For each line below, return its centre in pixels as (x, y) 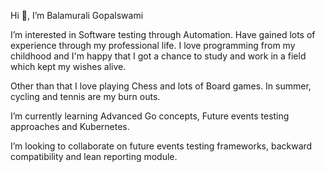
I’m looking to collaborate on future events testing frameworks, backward (161, 146)
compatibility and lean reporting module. (94, 156)
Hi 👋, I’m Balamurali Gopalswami (77, 15)
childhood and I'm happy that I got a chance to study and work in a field (158, 56)
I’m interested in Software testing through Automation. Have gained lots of (163, 34)
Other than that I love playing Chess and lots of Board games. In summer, (161, 86)
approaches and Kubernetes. (70, 126)
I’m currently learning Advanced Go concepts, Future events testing (150, 116)
